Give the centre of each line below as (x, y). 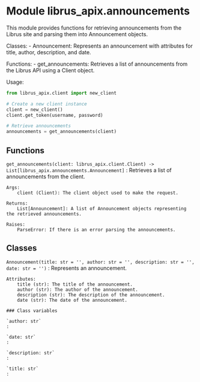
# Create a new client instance (47, 104)
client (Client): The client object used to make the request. (98, 193)
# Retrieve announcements (38, 126)
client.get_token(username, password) (55, 115)
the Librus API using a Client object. (50, 70)
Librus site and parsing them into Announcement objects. (77, 34)
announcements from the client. (46, 177)
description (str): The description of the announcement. (91, 295)
